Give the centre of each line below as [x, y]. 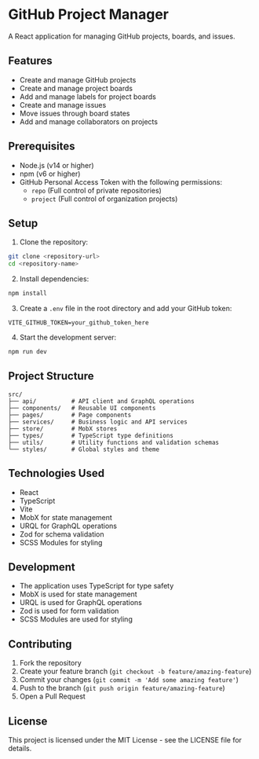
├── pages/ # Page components [70, 415]
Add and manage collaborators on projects [89, 121]
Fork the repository [51, 663]
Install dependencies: [54, 279]
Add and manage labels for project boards [88, 97]
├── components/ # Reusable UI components [82, 408]
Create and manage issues [63, 104]
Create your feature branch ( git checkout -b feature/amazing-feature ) [135, 671]
